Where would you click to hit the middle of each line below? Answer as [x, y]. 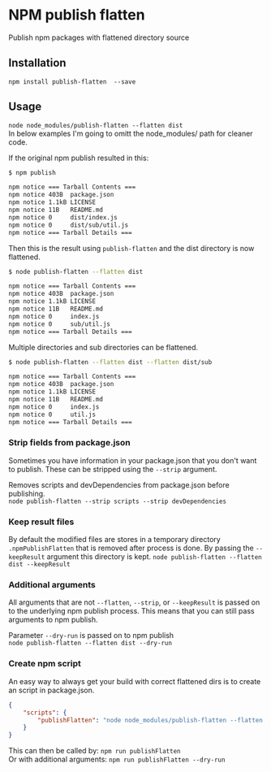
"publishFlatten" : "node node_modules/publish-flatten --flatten [151, 720]
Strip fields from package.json [70, 443]
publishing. [27, 493]
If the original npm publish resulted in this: [79, 158]
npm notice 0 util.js [52, 414]
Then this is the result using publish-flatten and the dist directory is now [131, 248]
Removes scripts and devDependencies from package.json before [119, 484]
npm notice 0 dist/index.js [63, 217]
